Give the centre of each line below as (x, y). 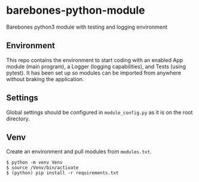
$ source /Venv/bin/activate (42, 168)
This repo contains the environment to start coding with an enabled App (95, 60)
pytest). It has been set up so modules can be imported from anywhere (94, 73)
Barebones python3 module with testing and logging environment (87, 27)
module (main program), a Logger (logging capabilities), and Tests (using (96, 66)
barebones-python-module (76, 10)
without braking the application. (45, 79)
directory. (18, 118)
